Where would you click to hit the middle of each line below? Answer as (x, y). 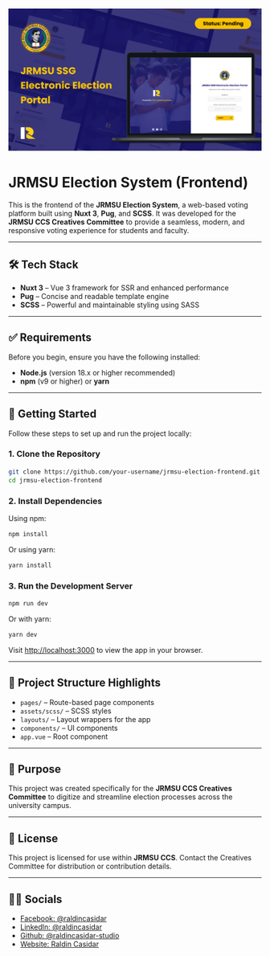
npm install (28, 534)
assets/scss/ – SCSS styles (65, 711)
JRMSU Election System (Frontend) (129, 183)
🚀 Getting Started (53, 414)
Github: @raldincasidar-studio (70, 935)
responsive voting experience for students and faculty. (99, 231)
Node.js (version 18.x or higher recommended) (98, 372)
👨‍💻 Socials (35, 899)
